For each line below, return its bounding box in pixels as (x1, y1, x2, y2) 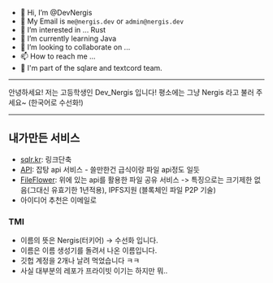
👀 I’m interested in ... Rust (19, 25, 106, 34)
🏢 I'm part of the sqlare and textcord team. (19, 63, 162, 72)
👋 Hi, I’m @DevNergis (19, 8, 93, 17)
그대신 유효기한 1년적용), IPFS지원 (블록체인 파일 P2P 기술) (29, 185, 217, 194)
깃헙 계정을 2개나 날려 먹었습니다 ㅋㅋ (19, 256, 141, 266)
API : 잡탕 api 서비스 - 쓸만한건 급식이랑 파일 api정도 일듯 (19, 164, 201, 174)
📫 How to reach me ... (19, 51, 96, 61)
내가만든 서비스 (8, 131, 80, 146)
